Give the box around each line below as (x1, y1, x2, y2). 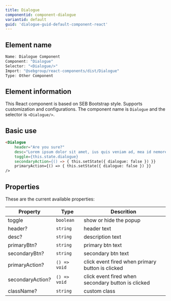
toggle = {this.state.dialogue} (14, 154, 79, 159)
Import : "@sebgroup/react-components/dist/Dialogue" (5, 68, 120, 73)
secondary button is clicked (83, 279, 150, 286)
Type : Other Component (5, 73, 53, 78)
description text (83, 233, 121, 240)
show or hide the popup (83, 217, 141, 223)
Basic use (5, 126, 37, 135)
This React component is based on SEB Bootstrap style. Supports (5, 101, 142, 107)
